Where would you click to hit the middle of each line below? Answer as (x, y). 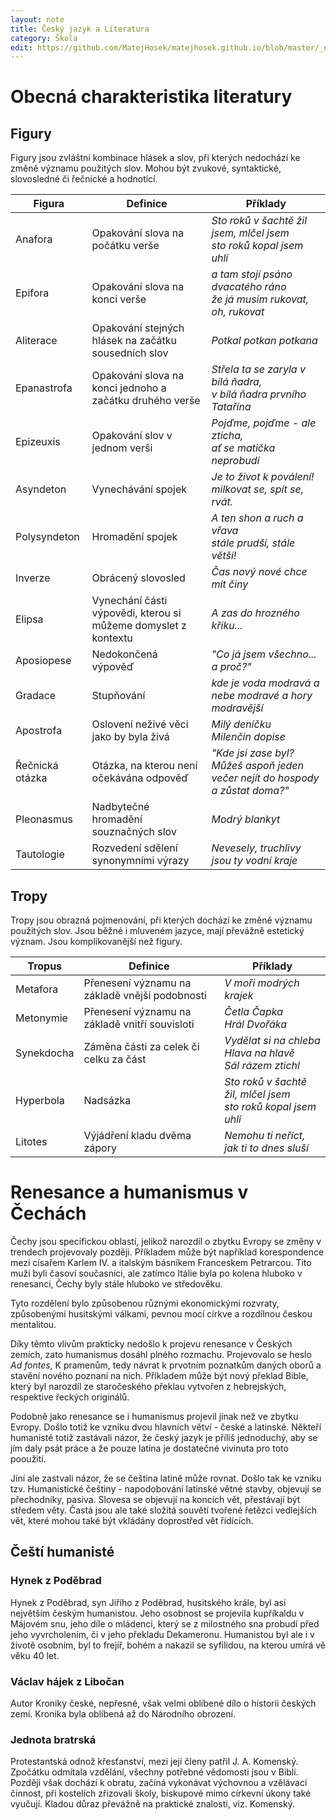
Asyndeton (41, 489)
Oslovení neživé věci (140, 724)
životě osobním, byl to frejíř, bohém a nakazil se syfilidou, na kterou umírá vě (168, 1645)
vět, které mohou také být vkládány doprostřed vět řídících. (132, 1520)
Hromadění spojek (134, 537)
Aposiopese (43, 661)
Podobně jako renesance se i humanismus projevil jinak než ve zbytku (154, 1416)
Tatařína (231, 407)
